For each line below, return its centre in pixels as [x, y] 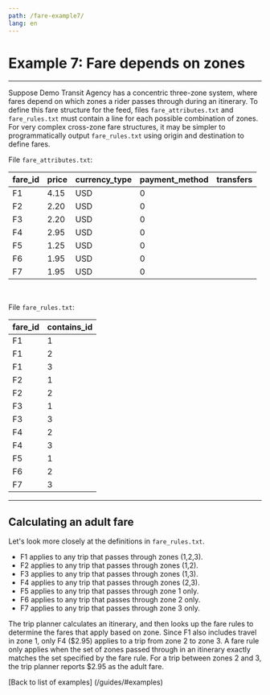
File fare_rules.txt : [41, 308]
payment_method [174, 180]
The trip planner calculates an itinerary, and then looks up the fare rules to [131, 624]
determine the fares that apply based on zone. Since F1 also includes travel [133, 632]
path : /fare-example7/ [46, 16]
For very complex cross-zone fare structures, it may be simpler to [117, 127]
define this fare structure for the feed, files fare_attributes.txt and [121, 110]
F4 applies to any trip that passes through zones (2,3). [110, 583]
